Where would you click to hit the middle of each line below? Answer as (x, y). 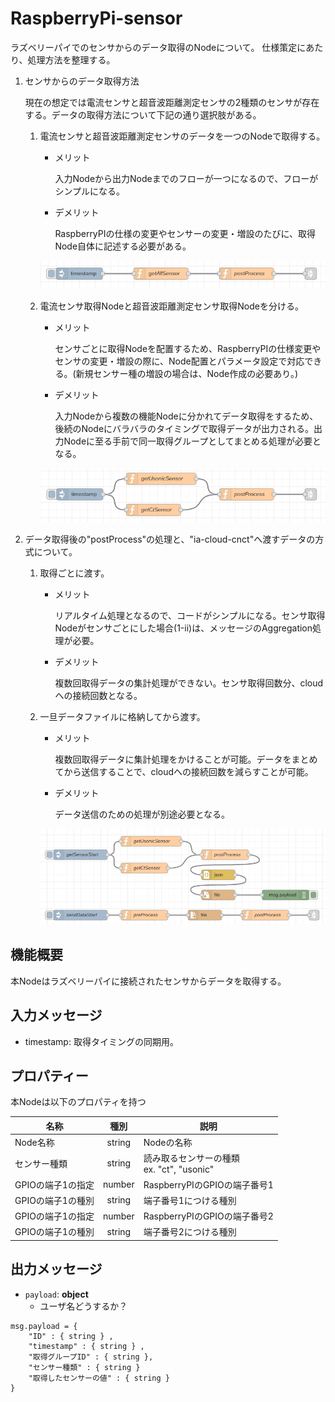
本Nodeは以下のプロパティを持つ (78, 1102)
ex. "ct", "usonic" (179, 1169)
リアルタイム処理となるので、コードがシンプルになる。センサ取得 (190, 615)
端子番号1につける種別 (190, 1200)
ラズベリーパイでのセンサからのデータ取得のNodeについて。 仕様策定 (154, 47)
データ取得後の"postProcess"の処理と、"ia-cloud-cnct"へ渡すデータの (170, 539)
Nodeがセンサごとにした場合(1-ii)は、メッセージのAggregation (183, 628)
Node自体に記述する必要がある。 (123, 246)
